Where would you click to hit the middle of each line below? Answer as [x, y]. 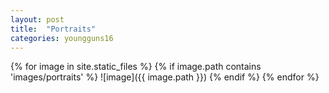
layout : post [37, 19]
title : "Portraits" [53, 29]
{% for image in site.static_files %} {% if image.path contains [136, 67]
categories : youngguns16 [62, 38]
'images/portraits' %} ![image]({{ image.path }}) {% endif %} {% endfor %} [165, 77]
